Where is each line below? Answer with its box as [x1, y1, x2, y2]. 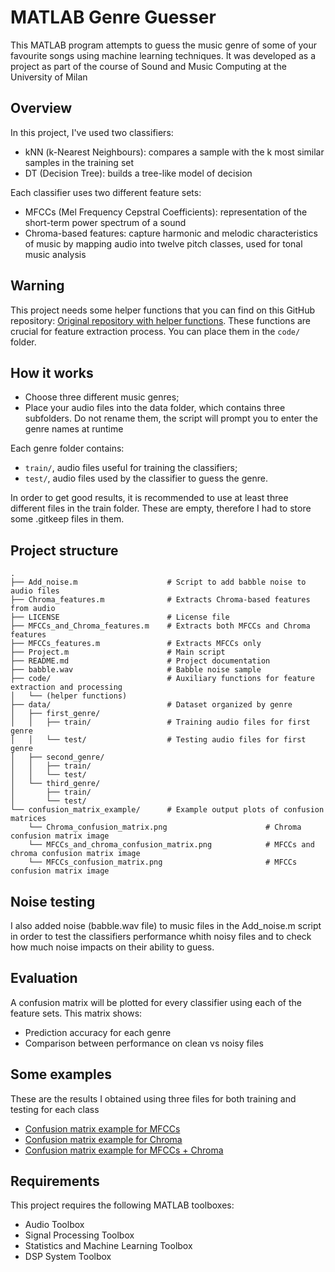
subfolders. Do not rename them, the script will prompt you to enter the [24, 412, 318, 425]
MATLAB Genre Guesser [10, 6, 217, 29]
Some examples [10, 1066, 113, 1083]
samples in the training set [24, 156, 135, 168]
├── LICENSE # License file [10, 612, 230, 623]
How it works [10, 364, 94, 381]
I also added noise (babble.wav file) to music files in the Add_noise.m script [10, 920, 322, 931]
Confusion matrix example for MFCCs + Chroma [24, 1144, 224, 1156]
